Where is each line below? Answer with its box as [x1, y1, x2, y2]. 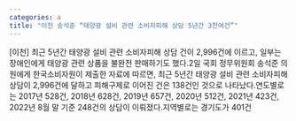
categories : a [9, 12, 62, 22]
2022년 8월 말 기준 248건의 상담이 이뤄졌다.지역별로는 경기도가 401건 [9, 102, 253, 112]
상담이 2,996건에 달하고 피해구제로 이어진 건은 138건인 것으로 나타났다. [9, 79, 256, 90]
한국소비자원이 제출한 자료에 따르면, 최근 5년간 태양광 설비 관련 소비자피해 [32, 68, 288, 79]
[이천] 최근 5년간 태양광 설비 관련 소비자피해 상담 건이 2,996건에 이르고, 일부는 [9, 46, 282, 57]
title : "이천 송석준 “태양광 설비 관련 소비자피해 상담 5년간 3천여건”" [9, 21, 238, 30]
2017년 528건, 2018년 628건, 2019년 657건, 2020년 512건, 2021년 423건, [18, 90, 280, 102]
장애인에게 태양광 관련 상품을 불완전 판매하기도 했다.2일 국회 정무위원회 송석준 [9, 57, 279, 68]
